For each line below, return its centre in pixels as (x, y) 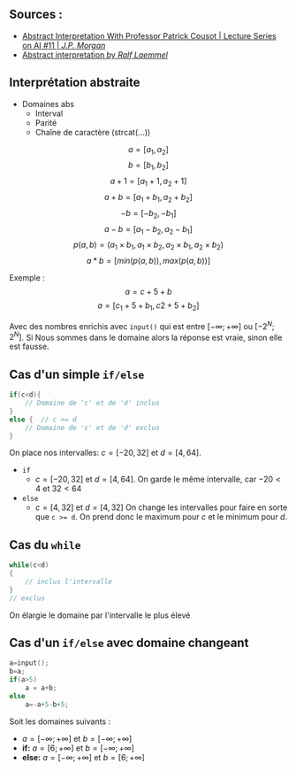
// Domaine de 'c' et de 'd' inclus (93, 403)
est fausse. (30, 347)
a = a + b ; (41, 688)
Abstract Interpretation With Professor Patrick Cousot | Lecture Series (149, 35)
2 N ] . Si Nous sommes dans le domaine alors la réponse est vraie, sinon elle (146, 336)
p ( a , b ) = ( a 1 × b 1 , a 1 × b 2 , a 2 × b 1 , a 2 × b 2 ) (148, 246)
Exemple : (27, 278)
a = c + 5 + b (148, 292)
